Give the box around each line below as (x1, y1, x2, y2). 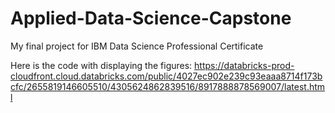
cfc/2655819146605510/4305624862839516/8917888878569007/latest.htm (10, 80, 326, 92)
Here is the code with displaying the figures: (10, 59, 193, 71)
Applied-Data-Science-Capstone (10, 7, 292, 30)
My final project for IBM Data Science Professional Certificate (10, 40, 264, 52)
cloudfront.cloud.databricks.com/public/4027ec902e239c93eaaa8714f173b (10, 70, 323, 82)
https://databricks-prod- (194, 59, 295, 71)
